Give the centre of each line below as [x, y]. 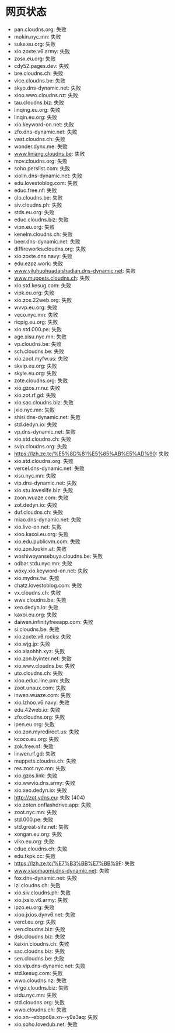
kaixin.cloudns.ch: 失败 [41, 943]
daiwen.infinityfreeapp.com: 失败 [54, 622]
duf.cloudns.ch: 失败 [38, 512]
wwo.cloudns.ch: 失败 [40, 1010]
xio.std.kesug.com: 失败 [43, 285]
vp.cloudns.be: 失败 [38, 344]
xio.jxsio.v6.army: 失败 [41, 900]
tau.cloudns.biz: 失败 [39, 102]
